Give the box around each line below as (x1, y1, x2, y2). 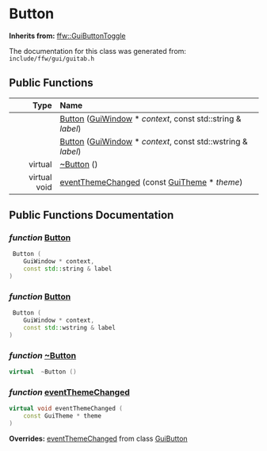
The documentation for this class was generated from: (9, 46, 187, 55)
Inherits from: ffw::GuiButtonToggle (9, 31, 126, 40)
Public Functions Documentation (9, 208, 174, 222)
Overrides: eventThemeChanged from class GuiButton (9, 434, 189, 443)
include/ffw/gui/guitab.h (9, 55, 94, 63)
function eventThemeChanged (9, 386, 130, 397)
